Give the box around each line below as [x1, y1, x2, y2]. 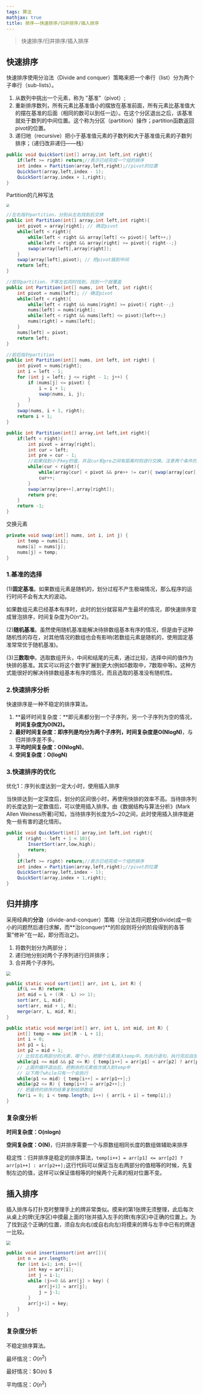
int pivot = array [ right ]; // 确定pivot [17, 223, 118, 230]
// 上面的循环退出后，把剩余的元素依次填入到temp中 [17, 1064, 131, 1070]
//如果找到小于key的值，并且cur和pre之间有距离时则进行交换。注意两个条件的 [28, 458, 198, 464]
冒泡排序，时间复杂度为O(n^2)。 [11, 613, 92, 620]
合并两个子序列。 [14, 959, 58, 966]
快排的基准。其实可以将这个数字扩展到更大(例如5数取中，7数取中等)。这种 [6, 661, 192, 668]
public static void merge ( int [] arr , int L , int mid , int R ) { [6, 1025, 169, 1031]
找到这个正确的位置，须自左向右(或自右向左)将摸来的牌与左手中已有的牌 [11, 1221, 190, 1228]
